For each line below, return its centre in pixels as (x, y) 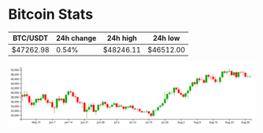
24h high (122, 38)
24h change (76, 38)
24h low (166, 38)
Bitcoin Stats (51, 14)
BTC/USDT (31, 38)
